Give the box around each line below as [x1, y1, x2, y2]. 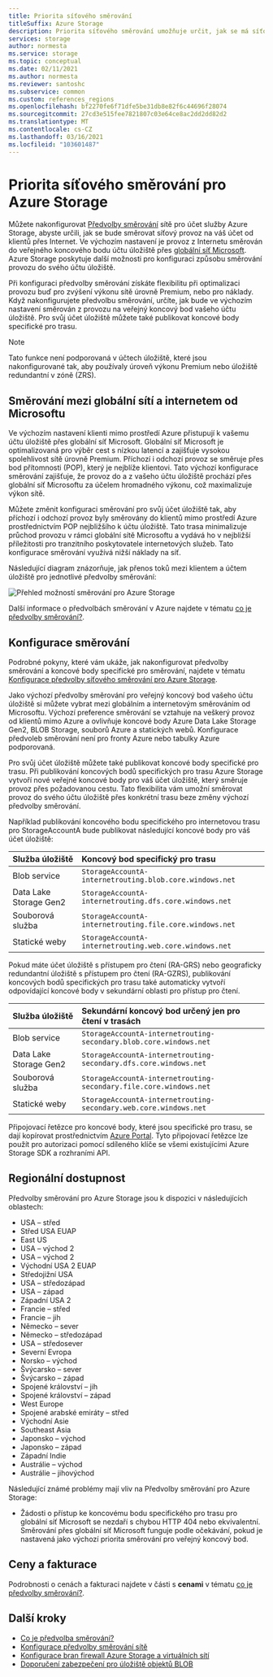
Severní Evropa [19, 1347, 71, 1357]
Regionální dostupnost [8, 1171, 126, 1185]
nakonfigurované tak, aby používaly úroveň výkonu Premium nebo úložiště [8, 362, 258, 371]
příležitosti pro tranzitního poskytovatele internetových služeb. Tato [8, 539, 234, 549]
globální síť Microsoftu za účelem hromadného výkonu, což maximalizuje [8, 480, 253, 490]
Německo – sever [19, 1321, 79, 1331]
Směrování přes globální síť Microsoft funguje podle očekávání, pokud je [19, 1525, 263, 1535]
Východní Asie [19, 1416, 69, 1426]
